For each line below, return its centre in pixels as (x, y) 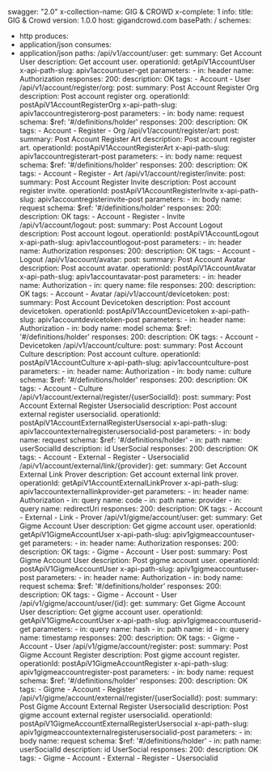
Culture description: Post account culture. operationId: (110, 354)
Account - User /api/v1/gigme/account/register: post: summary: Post (133, 646)
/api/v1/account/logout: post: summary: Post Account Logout (121, 225)
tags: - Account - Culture (61, 388)
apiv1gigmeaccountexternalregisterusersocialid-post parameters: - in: (135, 732)
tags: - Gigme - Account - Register (77, 689)
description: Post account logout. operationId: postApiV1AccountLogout (139, 233)
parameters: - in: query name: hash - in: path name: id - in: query (141, 629)
